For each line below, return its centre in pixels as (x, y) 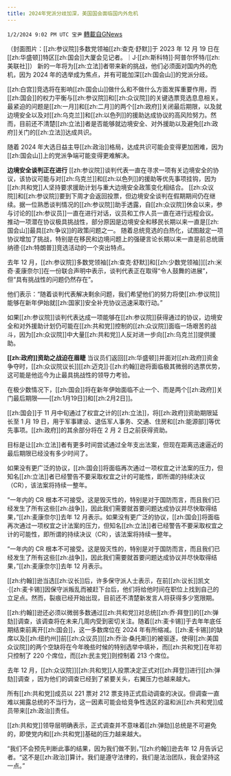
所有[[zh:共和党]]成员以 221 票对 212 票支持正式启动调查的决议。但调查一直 (113, 693)
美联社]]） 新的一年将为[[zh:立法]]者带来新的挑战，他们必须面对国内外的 (109, 65)
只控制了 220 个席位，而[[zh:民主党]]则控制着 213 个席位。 (90, 656)
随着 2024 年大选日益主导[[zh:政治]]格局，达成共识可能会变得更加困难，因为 (115, 147)
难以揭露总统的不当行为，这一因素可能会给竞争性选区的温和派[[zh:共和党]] (112, 702)
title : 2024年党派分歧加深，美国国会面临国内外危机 (73, 13)
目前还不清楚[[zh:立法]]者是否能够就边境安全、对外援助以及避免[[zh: (115, 123)
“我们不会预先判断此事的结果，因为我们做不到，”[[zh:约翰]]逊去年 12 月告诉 (112, 748)
